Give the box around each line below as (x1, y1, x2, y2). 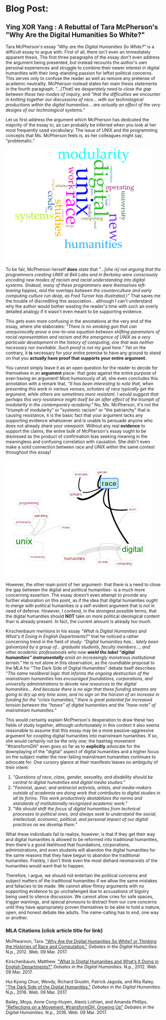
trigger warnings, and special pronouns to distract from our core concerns (5, 899, 157, 905)
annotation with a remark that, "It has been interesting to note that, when (5, 381, 154, 387)
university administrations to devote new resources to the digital (5, 681, 137, 687)
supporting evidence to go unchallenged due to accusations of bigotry (5, 888, 150, 894)
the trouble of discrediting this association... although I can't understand (5, 298, 153, 304)
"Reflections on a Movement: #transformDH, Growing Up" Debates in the (5, 1004, 155, 1010)
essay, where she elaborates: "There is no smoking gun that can (5, 323, 137, 329)
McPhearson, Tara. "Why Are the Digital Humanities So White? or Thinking (5, 939, 157, 944)
